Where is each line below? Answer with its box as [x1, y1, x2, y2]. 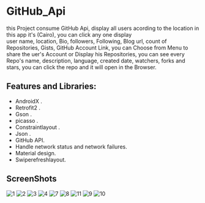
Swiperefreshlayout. [15, 156, 66, 163]
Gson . [15, 110, 32, 117]
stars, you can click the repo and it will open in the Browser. [6, 63, 157, 71]
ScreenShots [6, 174, 57, 184]
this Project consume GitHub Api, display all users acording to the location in [6, 24, 199, 32]
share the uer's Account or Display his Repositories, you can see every [6, 50, 185, 57]
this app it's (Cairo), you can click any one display [6, 31, 132, 38]
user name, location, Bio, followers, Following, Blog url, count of [6, 37, 167, 45]
